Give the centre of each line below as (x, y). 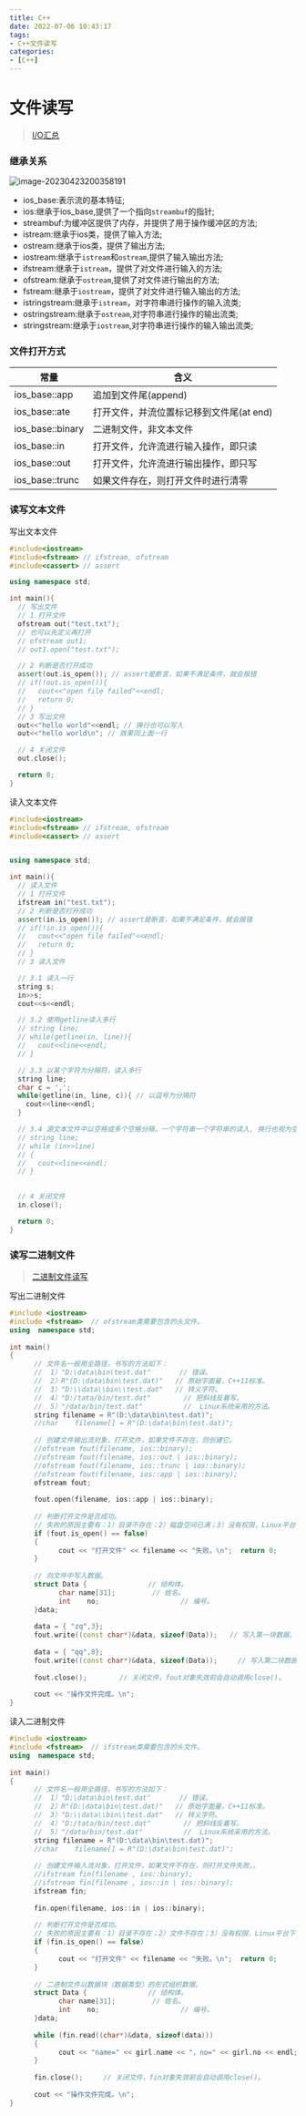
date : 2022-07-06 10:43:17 (61, 26)
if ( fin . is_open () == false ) (89, 1942)
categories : (32, 52)
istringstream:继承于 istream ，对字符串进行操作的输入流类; (132, 303)
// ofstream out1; (53, 641)
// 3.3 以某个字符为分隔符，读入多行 (79, 1070)
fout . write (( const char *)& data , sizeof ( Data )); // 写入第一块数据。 (165, 1635)
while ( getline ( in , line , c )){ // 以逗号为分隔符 (107, 1096)
